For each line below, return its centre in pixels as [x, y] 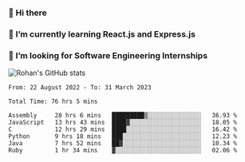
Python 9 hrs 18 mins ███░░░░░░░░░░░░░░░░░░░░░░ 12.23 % [123, 136]
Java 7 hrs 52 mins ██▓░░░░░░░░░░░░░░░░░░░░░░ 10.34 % [123, 144]
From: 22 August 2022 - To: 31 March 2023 [80, 88]
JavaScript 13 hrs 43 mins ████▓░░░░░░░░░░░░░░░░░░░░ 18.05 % [123, 123]
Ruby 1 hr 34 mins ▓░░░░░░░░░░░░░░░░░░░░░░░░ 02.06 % [123, 151]
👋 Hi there [28, 13]
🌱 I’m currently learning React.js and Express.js [102, 34]
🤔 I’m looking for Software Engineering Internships [108, 55]
